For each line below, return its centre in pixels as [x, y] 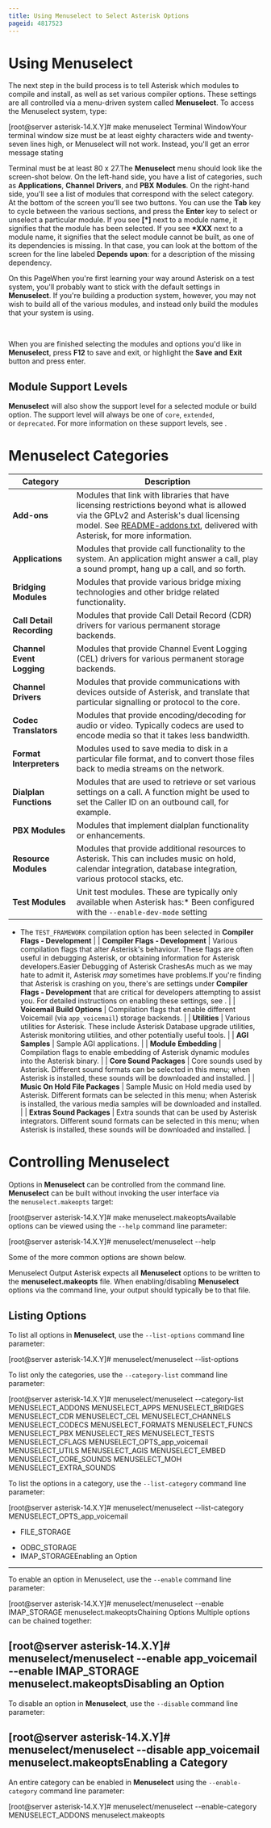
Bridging [29, 587]
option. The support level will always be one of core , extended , [112, 415]
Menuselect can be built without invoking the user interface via [114, 1193]
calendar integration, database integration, [157, 869]
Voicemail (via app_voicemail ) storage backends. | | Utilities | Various [135, 1018]
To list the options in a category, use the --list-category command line [127, 1483]
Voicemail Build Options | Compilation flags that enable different [128, 1010]
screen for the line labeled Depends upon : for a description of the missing [132, 254]
